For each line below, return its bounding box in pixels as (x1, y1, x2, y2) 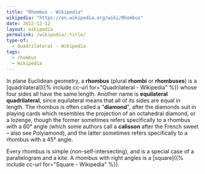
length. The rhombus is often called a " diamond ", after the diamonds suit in (6, 103, 196, 110)
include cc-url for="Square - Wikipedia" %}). (6, 161, 120, 168)
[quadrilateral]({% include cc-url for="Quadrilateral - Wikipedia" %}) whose (6, 83, 197, 91)
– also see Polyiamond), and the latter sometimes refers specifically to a (6, 129, 188, 137)
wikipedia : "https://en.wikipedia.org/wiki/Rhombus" (6, 15, 144, 21)
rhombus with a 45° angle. (6, 135, 73, 143)
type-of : (6, 37, 29, 43)
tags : (6, 49, 20, 55)
